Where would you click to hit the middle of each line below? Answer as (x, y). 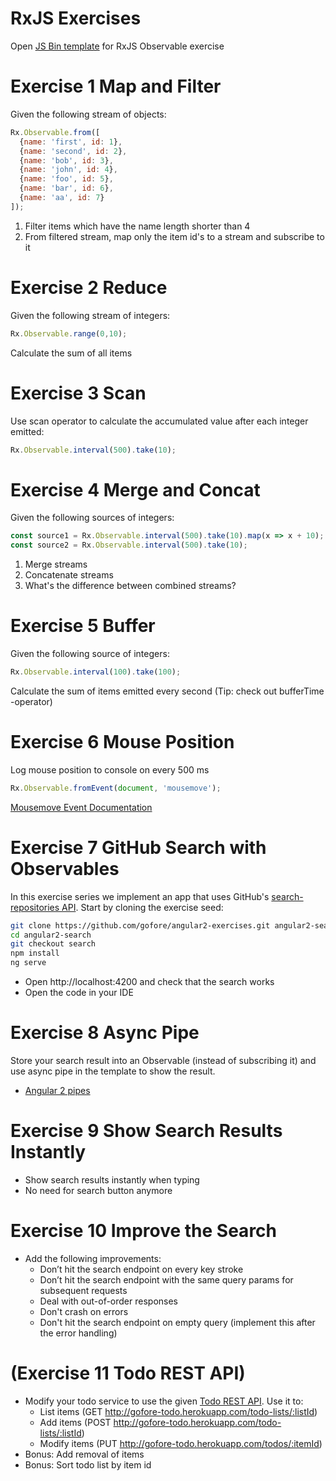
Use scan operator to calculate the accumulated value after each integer (159, 421)
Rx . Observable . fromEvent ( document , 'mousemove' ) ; (116, 788)
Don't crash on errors (84, 1311)
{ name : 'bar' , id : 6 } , (66, 188)
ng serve (28, 963)
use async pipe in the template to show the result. (113, 1071)
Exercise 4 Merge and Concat (135, 489)
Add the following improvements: (93, 1258)
